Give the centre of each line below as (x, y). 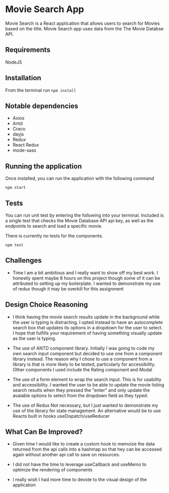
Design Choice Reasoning (47, 305)
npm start (16, 188)
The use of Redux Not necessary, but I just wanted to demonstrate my (85, 405)
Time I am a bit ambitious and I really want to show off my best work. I (85, 273)
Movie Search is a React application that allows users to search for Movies (82, 23)
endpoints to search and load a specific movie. (54, 226)
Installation (23, 78)
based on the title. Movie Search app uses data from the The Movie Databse (84, 28)
